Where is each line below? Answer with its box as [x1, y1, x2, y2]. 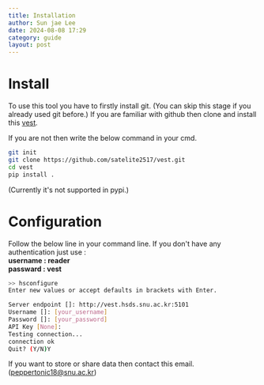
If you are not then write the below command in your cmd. [8, 134, 198, 143]
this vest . [8, 118, 38, 127]
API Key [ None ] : [8, 323, 62, 330]
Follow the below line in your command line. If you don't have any [8, 239, 221, 248]
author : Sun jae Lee [8, 19, 77, 27]
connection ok [8, 338, 55, 345]
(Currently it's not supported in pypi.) [8, 185, 129, 194]
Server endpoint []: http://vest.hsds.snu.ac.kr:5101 [8, 301, 190, 309]
